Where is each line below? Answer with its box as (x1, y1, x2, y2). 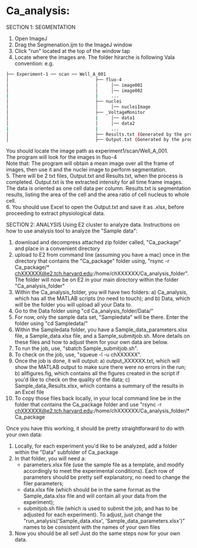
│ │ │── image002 (6, 88, 143, 93)
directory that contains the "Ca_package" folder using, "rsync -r (14, 257, 170, 265)
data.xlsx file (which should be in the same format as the (23, 486, 160, 493)
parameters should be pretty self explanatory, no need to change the (23, 474, 190, 481)
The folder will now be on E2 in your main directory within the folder (14, 276, 179, 283)
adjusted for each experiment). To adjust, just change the (23, 511, 162, 518)
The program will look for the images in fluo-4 (6, 154, 117, 161)
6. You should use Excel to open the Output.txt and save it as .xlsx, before (6, 204, 185, 211)
